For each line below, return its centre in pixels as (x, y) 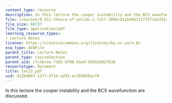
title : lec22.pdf (24, 72)
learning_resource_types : (33, 33)
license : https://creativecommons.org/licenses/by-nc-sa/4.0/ (73, 43)
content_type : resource (31, 10)
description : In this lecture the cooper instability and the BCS (78, 15)
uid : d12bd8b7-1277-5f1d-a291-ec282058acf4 (52, 76)
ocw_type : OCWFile (25, 48)
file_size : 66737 (24, 24)
